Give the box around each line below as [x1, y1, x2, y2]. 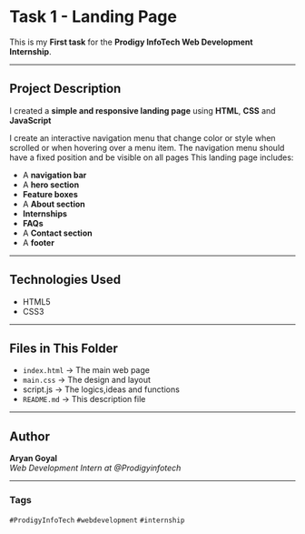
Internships [22, 207, 68, 219]
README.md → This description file [22, 394, 146, 405]
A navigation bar [22, 169, 87, 180]
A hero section [22, 179, 80, 190]
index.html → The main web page [22, 365, 150, 376]
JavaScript [9, 115, 52, 126]
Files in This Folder [9, 340, 118, 356]
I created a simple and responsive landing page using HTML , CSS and [9, 105, 276, 116]
